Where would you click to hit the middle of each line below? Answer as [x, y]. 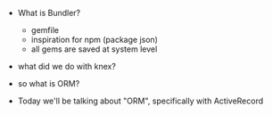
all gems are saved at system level [94, 49]
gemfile [45, 30]
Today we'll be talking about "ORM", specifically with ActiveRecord [140, 101]
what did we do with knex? [66, 66]
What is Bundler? [49, 13]
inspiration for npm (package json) [95, 40]
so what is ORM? [49, 83]
